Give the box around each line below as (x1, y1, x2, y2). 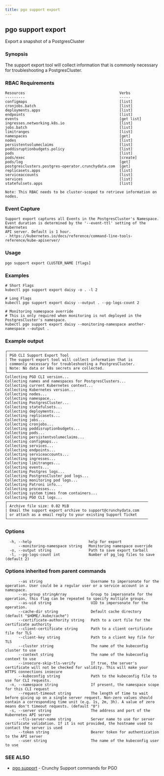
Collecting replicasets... (5, 413, 60, 418)
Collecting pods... (5, 431, 45, 435)
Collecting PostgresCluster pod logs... (5, 473, 89, 479)
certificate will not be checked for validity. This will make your (5, 665, 148, 670)
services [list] (5, 177, 133, 182)
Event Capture (5, 205, 40, 212)
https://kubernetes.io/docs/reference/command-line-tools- (9, 234, 133, 239)
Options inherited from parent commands (5, 568, 107, 575)
